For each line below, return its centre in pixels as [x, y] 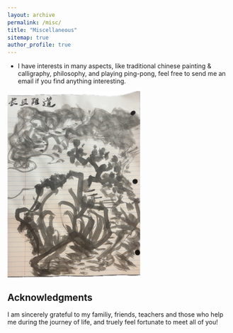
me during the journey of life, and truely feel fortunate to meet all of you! [113, 322]
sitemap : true [28, 38]
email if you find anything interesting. [72, 81]
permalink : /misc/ [34, 22]
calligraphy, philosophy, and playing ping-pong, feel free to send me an [122, 74]
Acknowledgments [50, 297]
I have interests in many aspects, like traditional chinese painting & [114, 66]
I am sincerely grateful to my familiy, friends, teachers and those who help [115, 315]
